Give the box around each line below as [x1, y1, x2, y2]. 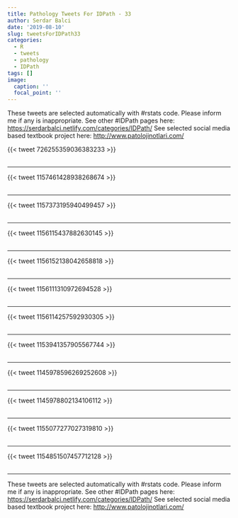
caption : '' [13, 83, 50, 90]
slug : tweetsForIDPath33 [7, 30, 81, 38]
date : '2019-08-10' [7, 23, 65, 30]
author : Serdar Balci [7, 17, 72, 24]
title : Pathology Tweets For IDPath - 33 [7, 10, 132, 18]
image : [7, 76, 27, 84]
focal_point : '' [13, 89, 62, 96]
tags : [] [7, 69, 33, 77]
